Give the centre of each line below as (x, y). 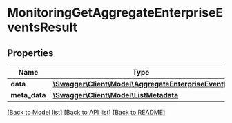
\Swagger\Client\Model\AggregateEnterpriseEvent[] (141, 84)
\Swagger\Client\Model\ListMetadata (116, 95)
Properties (30, 53)
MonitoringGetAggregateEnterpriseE (115, 13)
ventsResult (42, 27)
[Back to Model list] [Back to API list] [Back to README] (86, 112)
